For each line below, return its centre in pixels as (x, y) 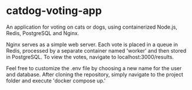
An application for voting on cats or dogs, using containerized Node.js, (92, 27)
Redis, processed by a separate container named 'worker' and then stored (96, 50)
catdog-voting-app (54, 11)
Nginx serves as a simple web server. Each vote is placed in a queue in (92, 44)
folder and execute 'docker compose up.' (56, 81)
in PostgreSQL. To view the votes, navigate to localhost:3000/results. (90, 57)
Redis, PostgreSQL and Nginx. (43, 33)
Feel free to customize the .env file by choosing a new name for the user (94, 68)
